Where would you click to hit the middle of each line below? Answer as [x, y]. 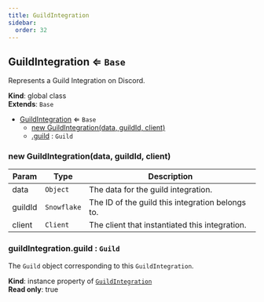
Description [170, 176]
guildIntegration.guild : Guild [64, 249]
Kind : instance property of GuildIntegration [80, 281]
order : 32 [31, 30]
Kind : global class [37, 96]
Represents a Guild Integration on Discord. [77, 81]
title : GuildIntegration [49, 15]
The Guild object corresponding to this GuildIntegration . [101, 266]
